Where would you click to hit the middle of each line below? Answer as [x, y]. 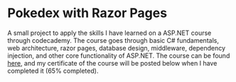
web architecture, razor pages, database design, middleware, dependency [117, 48]
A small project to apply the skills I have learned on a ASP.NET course [109, 33]
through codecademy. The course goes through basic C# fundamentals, [113, 40]
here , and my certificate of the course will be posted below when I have [112, 63]
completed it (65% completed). [53, 71]
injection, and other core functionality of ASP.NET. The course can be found [119, 56]
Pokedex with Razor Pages [87, 13]
